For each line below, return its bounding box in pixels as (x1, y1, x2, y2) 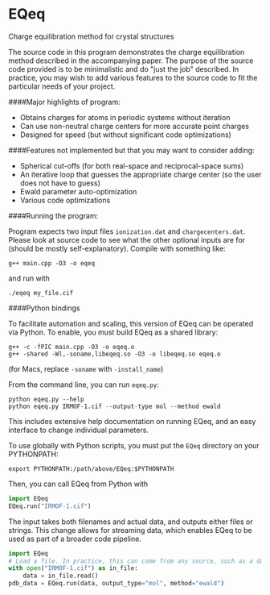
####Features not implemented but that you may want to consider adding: (8, 145, 255, 155)
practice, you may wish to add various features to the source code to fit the (8, 73, 258, 82)
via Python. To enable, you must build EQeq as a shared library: (8, 327, 219, 337)
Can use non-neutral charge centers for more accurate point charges (19, 121, 249, 131)
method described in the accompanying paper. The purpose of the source (8, 56, 254, 65)
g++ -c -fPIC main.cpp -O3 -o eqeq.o (8, 343, 135, 351)
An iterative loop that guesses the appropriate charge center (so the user (19, 169, 262, 179)
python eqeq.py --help (8, 395, 84, 403)
